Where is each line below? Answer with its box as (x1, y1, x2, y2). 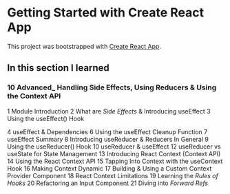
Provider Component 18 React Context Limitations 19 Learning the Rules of (7, 171, 219, 180)
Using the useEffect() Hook (7, 114, 85, 122)
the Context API (7, 91, 61, 101)
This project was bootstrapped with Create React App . (7, 42, 162, 50)
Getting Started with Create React (7, 5, 205, 21)
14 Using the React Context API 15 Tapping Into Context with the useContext (7, 157, 223, 165)
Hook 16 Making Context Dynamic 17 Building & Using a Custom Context (7, 164, 212, 173)
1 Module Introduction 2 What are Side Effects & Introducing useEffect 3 (7, 107, 211, 115)
